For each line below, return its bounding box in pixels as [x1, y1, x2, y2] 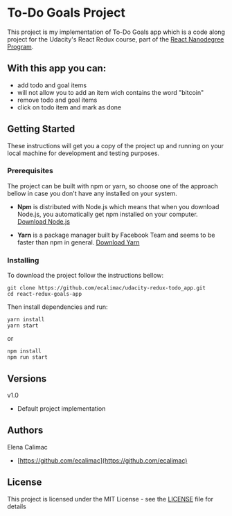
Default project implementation [17, 404, 106, 413]
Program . [7, 42, 34, 51]
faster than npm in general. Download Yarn [17, 238, 140, 247]
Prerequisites [7, 166, 53, 176]
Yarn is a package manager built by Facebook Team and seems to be [17, 231, 215, 239]
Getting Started [7, 123, 75, 135]
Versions [7, 373, 47, 384]
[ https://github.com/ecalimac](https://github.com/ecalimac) [17, 456, 188, 465]
